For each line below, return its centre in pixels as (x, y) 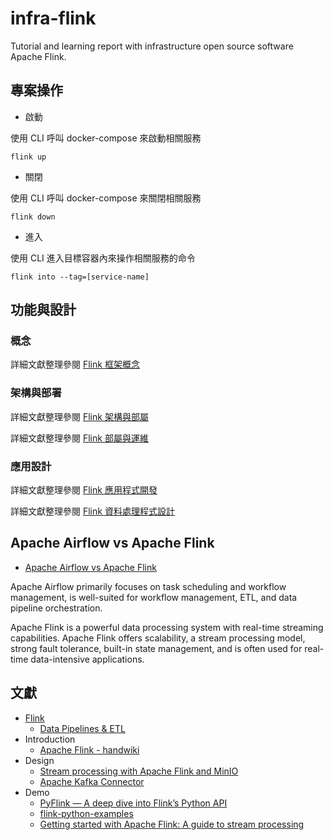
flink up (28, 157)
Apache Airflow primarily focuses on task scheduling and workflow (148, 586)
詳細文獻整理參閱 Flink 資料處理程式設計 (92, 511)
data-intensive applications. (87, 659)
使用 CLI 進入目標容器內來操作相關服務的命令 (103, 258)
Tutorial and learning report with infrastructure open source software (152, 46)
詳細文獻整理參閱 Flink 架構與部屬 (79, 416)
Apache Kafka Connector (92, 781)
